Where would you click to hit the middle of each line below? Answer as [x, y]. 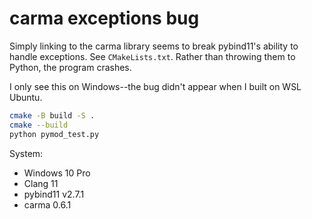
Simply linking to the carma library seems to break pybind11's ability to [154, 46]
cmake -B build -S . [52, 115]
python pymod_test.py [54, 134]
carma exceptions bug [104, 18]
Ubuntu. [26, 97]
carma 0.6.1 [47, 204]
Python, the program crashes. [70, 67]
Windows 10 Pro [57, 173]
